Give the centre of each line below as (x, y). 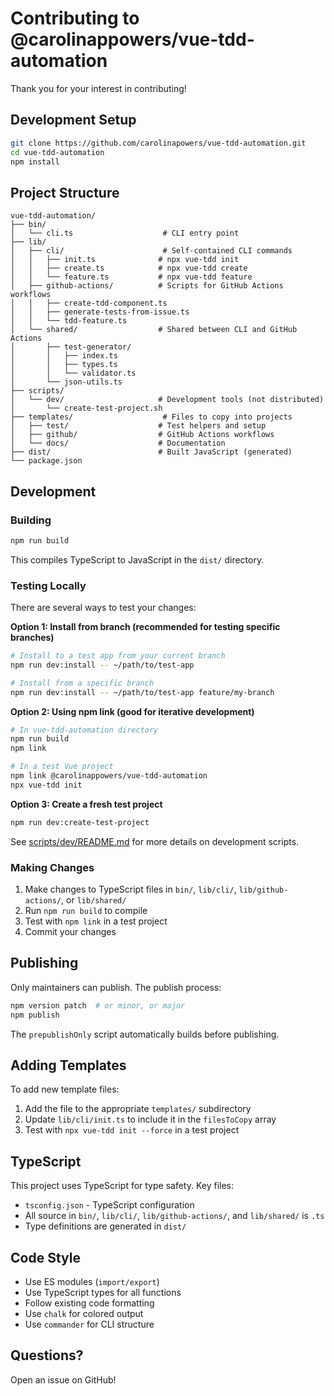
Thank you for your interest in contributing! (98, 88)
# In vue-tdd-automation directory (84, 730)
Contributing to (75, 18)
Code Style (45, 1257)
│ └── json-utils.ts (66, 382)
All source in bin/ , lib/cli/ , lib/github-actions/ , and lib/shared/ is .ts (174, 1216)
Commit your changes (70, 931)
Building (31, 520)
